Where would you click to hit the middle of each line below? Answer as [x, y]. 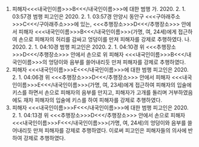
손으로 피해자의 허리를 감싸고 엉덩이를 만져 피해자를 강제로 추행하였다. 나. [105, 39]
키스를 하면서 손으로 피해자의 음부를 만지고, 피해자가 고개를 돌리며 [90, 92]
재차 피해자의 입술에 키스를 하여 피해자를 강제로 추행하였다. [93, 100]
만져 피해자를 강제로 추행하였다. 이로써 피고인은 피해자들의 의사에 [110, 130]
